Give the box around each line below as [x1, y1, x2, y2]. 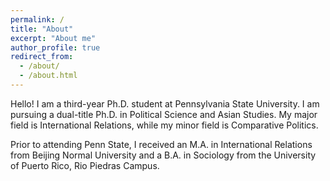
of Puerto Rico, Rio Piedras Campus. [10, 159, 160, 171]
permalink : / [10, 14, 65, 25]
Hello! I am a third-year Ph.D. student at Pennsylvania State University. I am [10, 97, 320, 110]
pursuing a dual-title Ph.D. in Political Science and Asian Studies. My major [10, 108, 318, 120]
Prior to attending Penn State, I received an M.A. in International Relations [10, 138, 313, 150]
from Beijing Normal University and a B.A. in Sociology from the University [10, 149, 317, 161]
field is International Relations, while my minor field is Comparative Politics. [10, 119, 319, 131]
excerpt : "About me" [10, 33, 97, 43]
